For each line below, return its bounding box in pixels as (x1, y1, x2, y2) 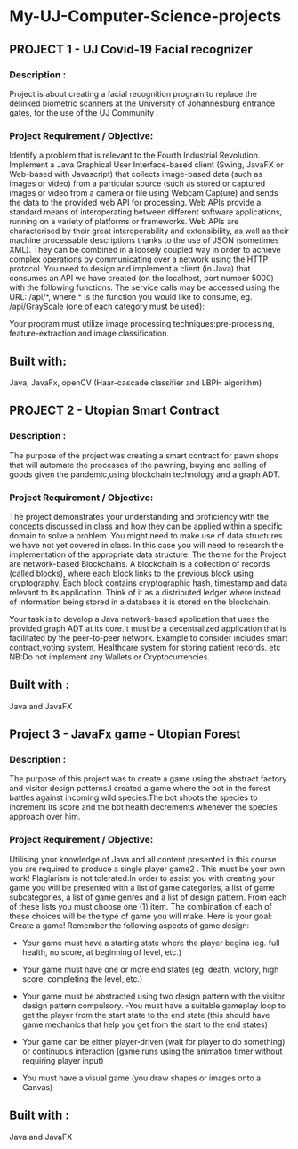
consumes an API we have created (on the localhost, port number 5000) (9, 273, 274, 284)
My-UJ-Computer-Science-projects (9, 6, 282, 27)
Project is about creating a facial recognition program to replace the (9, 88, 258, 99)
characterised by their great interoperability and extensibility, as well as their (9, 225, 289, 237)
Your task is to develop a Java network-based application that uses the (9, 613, 270, 624)
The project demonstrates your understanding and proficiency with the (9, 511, 270, 522)
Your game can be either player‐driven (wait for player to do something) (21, 1036, 286, 1047)
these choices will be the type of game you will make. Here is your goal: (9, 910, 273, 921)
